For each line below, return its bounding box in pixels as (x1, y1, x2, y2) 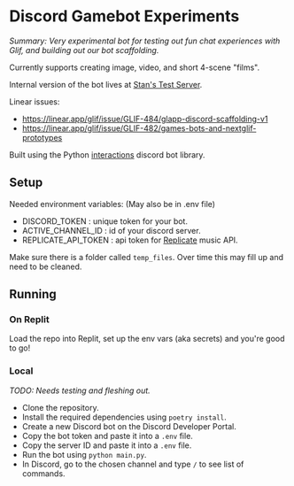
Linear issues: (9, 96, 60, 107)
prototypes (21, 132, 63, 143)
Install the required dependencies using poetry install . (21, 412, 228, 422)
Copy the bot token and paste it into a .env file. (21, 430, 193, 441)
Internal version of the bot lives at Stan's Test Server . (9, 79, 203, 89)
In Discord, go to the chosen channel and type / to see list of (21, 459, 244, 469)
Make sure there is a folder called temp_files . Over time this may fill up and (9, 251, 284, 262)
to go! (9, 343, 31, 353)
